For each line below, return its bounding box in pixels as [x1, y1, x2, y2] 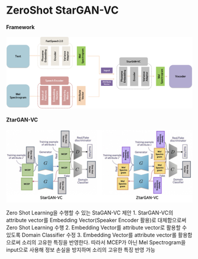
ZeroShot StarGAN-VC [6, 4, 119, 17]
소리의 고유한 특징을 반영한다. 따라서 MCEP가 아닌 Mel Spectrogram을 [21, 238, 186, 246]
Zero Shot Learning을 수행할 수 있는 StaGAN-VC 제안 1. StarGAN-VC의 [6, 209, 173, 216]
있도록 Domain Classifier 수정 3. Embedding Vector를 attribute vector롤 [6, 231, 177, 238]
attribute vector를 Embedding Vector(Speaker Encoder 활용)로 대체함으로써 [6, 216, 187, 223]
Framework [6, 23, 35, 30]
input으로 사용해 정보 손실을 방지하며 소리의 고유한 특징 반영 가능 [6, 246, 155, 253]
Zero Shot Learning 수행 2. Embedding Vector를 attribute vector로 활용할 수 [6, 223, 187, 231]
